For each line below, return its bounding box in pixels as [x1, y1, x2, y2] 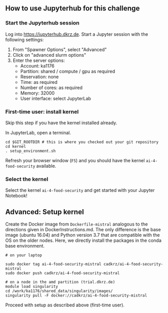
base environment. [5, 243, 45, 249]
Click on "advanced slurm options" [12, 52, 86, 58]
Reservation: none [20, 74, 59, 80]
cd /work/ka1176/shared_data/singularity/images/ [5, 288, 113, 294]
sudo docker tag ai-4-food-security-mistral [5, 262, 102, 267]
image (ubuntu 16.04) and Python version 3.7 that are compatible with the [5, 232, 160, 238]
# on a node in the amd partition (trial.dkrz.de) [5, 280, 115, 285]
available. [36, 163, 57, 169]
